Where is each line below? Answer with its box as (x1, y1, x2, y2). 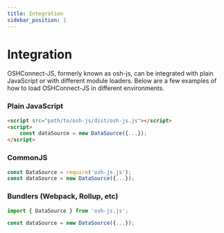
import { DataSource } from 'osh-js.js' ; (7, 207, 129, 214)
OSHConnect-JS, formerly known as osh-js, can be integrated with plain (7, 69, 214, 78)
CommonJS (7, 153, 48, 163)
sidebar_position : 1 (7, 17, 67, 24)
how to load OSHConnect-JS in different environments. (7, 84, 165, 92)
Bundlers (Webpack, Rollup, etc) (7, 191, 119, 201)
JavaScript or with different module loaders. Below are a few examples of (7, 77, 217, 85)
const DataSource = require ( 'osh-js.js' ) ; (7, 169, 132, 175)
